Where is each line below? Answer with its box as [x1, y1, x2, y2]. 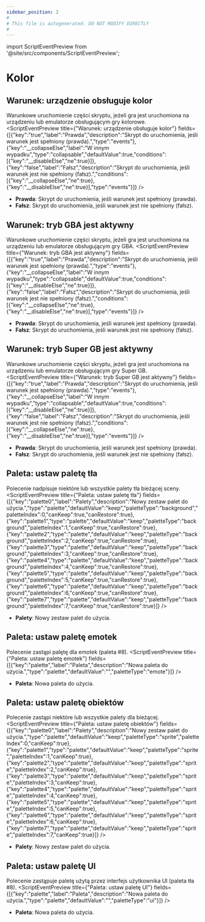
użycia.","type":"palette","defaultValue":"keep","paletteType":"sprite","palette [6, 733, 199, 741]
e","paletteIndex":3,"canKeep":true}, [6, 779, 97, 786]
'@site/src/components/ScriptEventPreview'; [6, 50, 120, 57]
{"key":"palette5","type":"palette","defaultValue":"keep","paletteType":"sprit [6, 799, 197, 806]
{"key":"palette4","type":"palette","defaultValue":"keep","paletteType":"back [6, 557, 198, 564]
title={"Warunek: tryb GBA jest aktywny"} [6, 249, 111, 257]
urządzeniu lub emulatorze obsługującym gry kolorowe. [6, 118, 147, 126]
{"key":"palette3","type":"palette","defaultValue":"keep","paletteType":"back [6, 543, 198, 550]
